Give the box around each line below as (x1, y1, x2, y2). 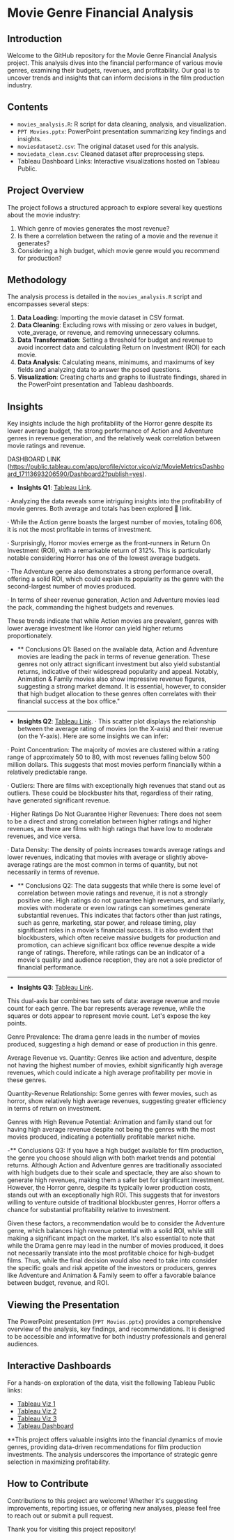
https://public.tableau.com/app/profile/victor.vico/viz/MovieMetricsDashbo (9, 463, 225, 471)
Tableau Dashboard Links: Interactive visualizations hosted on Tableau (17, 157, 220, 165)
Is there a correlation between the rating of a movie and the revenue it (17, 231, 218, 240)
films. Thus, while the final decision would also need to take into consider (7, 1256, 218, 1265)
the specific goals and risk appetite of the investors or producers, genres (7, 1264, 217, 1272)
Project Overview (7, 185, 84, 196)
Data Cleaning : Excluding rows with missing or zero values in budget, (17, 321, 217, 329)
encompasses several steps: (7, 300, 89, 308)
